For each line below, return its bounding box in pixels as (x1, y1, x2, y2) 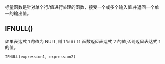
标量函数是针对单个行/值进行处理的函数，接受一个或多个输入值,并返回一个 (5, 4, 155, 10)
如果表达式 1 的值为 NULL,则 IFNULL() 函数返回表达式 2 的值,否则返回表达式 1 (5, 38, 161, 44)
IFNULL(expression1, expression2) (5, 54, 76, 59)
